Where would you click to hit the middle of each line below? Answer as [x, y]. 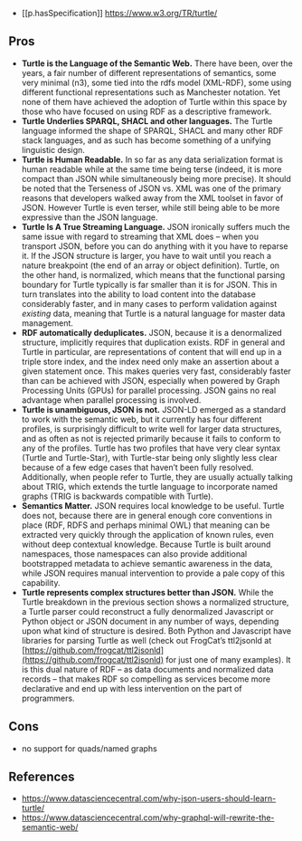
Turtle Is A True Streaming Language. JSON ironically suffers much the [156, 226]
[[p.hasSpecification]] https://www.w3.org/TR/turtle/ [119, 13]
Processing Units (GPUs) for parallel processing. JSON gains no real [149, 390]
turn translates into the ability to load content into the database [139, 294]
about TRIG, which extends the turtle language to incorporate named [149, 486]
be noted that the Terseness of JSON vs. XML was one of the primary [151, 188]
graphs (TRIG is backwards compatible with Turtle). [118, 496]
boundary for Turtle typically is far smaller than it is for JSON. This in [149, 284]
